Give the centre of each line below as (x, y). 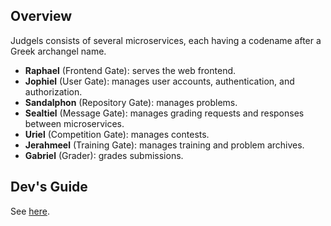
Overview (41, 16)
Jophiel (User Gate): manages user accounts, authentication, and (159, 81)
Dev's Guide (49, 187)
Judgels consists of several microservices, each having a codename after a (166, 40)
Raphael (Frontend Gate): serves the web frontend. (130, 70)
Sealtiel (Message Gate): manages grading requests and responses (164, 113)
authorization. (53, 91)
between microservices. (74, 123)
